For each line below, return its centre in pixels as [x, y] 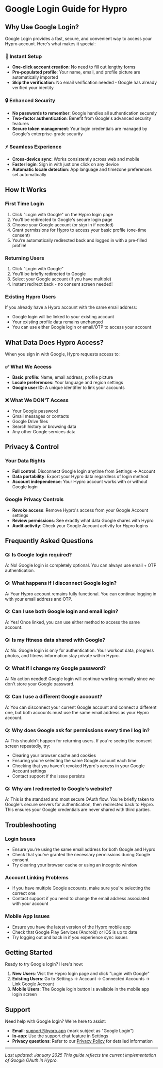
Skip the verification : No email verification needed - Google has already [84, 83]
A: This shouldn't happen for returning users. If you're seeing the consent [78, 741]
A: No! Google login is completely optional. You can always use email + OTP [81, 565]
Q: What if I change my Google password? [56, 668]
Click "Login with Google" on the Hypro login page [62, 214]
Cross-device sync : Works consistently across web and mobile [76, 159]
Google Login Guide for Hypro [66, 9]
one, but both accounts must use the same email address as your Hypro [77, 712]
